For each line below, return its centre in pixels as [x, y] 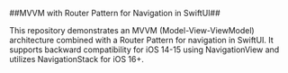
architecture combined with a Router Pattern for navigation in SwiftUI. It [142, 40]
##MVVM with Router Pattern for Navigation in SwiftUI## [115, 13]
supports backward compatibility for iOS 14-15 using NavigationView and [144, 50]
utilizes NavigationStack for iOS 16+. [76, 59]
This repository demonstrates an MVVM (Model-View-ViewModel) [132, 30]
